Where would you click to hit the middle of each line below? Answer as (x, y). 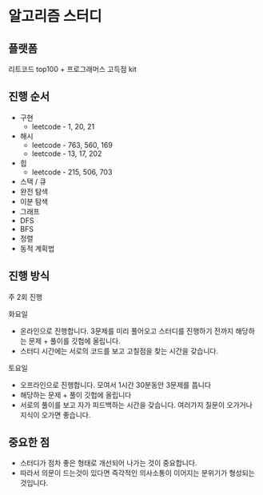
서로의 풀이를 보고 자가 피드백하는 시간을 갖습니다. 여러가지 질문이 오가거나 (136, 405)
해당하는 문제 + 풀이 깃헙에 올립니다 (76, 395)
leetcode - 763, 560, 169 (72, 145)
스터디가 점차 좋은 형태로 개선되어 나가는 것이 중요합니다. (108, 463)
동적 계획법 (37, 248)
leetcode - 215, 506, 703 (72, 172)
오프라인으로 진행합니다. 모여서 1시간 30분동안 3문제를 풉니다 (116, 385)
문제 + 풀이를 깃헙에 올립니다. (75, 341)
